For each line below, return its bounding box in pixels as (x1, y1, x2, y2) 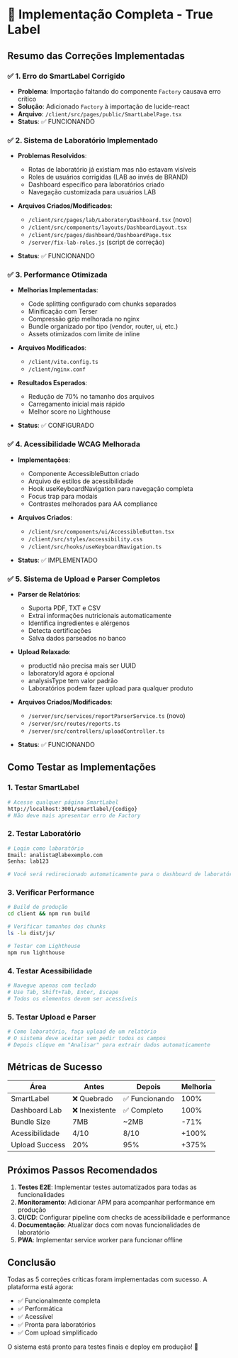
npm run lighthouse (7, 949, 65, 956)
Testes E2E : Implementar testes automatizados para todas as (17, 1183, 197, 1191)
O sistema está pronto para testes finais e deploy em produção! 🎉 (7, 1342, 199, 1351)
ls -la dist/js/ (7, 929, 55, 937)
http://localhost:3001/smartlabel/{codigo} (7, 805, 138, 812)
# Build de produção (7, 904, 69, 911)
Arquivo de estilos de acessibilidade (28, 477, 134, 485)
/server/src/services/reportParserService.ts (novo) (28, 712, 186, 720)
